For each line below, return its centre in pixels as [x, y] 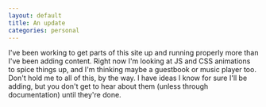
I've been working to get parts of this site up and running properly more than [133, 53]
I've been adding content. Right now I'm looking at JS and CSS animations [129, 61]
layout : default [35, 15]
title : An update [37, 23]
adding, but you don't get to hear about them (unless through [108, 86]
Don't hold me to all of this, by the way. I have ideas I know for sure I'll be [128, 78]
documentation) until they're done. [65, 95]
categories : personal [44, 30]
